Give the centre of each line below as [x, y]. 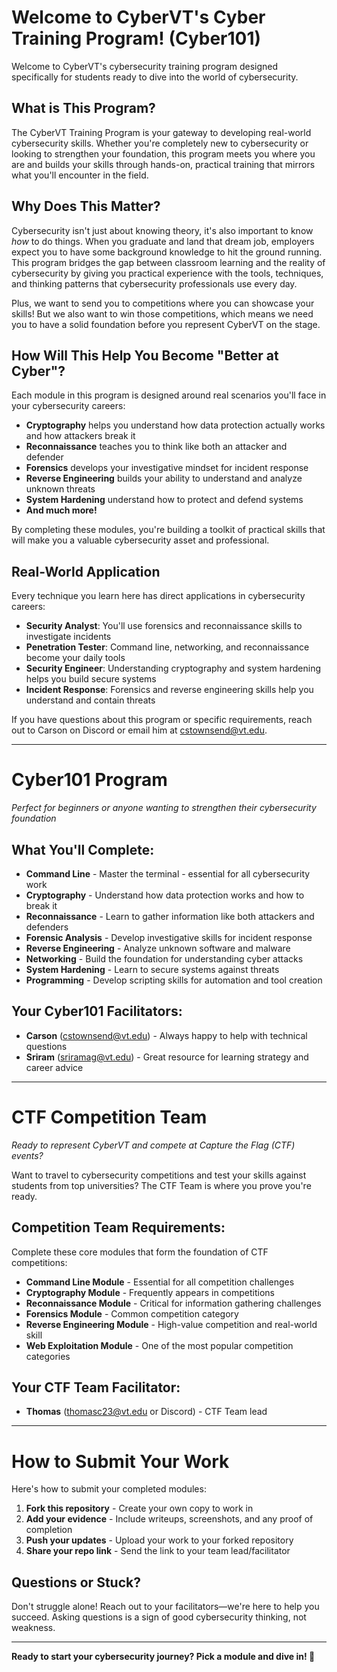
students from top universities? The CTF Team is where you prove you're [161, 1185]
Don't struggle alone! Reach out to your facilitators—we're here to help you [165, 1607]
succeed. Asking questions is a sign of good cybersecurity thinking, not [159, 1617]
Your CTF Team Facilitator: [96, 1387]
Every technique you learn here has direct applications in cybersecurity [158, 596]
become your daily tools [75, 658]
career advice [54, 1067]
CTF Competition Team [109, 1117]
